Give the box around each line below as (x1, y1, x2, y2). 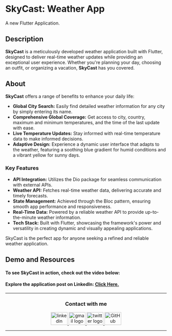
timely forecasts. (12, 192, 49, 198)
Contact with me (64, 300, 107, 307)
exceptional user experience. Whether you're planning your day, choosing (5, 59, 161, 65)
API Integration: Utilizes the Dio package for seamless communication (12, 176, 162, 182)
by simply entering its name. (12, 108, 73, 115)
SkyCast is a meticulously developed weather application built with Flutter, (5, 48, 163, 54)
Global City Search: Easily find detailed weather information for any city (12, 103, 165, 109)
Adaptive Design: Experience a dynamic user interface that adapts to (12, 141, 160, 147)
